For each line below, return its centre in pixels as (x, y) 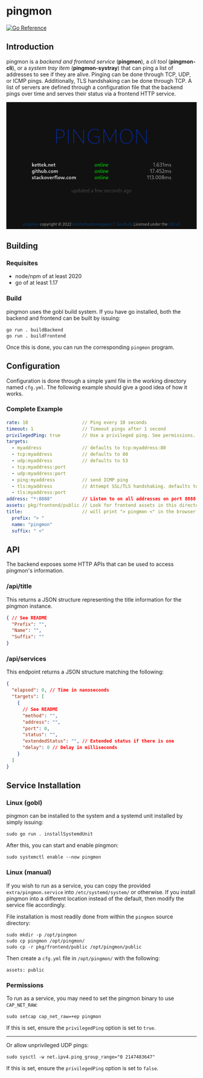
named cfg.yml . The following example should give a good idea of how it (97, 387)
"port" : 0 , (36, 729)
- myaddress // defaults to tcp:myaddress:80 (89, 448)
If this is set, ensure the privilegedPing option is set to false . (82, 1068)
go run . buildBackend (35, 330)
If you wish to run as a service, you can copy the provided (79, 885)
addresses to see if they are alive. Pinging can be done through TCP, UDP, (99, 74)
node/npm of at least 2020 (48, 276)
